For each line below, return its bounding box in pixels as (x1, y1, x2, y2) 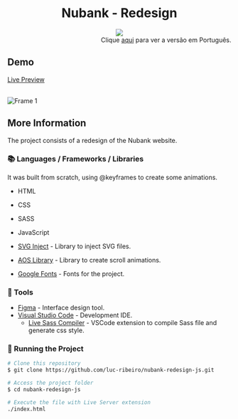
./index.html (7, 405, 46, 413)
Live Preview (7, 75, 45, 83)
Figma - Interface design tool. (17, 304, 105, 312)
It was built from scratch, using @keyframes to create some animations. (7, 173, 218, 181)
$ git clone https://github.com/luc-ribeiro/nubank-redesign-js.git (7, 366, 215, 374)
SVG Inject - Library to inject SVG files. (17, 242, 131, 250)
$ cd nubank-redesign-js (7, 386, 81, 393)
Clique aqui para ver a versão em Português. (100, 36, 232, 44)
